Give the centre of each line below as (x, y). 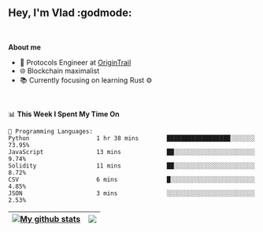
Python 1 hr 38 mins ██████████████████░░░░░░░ (132, 138)
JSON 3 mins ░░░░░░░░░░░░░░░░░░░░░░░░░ (132, 193)
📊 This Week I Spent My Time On (64, 114)
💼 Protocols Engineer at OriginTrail (75, 62)
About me (25, 47)
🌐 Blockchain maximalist (59, 71)
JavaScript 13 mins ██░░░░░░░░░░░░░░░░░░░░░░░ (132, 152)
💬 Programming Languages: (50, 131)
